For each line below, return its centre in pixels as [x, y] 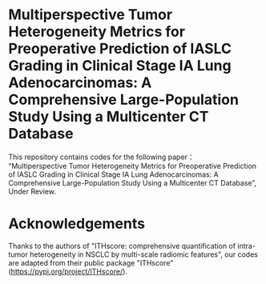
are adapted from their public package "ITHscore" [91, 262]
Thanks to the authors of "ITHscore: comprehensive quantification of [122, 246]
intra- [247, 246]
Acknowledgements [77, 224]
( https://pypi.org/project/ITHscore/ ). [68, 271]
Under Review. [32, 191]
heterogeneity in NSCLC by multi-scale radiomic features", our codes [144, 254]
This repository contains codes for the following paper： [101, 157]
